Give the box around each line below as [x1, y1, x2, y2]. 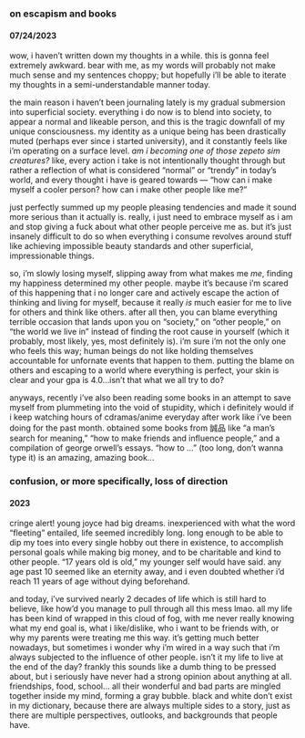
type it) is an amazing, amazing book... [9, 452, 155, 463]
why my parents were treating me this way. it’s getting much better [9, 632, 259, 643]
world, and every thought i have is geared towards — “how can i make [9, 174, 273, 185]
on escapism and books [9, 7, 117, 20]
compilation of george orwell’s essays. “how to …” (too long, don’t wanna [9, 442, 284, 453]
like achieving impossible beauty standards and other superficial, [9, 241, 254, 252]
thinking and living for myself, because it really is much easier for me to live [9, 297, 292, 308]
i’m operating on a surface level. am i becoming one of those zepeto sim [9, 145, 280, 157]
